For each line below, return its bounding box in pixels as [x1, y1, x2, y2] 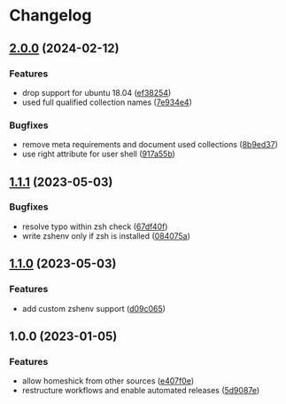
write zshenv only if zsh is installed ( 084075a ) [21, 230, 190, 241]
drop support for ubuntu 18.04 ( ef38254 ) [21, 87, 172, 98]
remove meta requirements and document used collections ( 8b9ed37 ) [21, 139, 279, 150]
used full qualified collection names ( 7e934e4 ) [21, 97, 193, 107]
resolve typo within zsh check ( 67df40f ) [21, 221, 168, 232]
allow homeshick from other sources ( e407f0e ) [21, 376, 195, 386]
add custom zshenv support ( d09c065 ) [21, 303, 166, 313]
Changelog [9, 5, 92, 26]
